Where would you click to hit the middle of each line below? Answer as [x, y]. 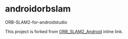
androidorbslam [38, 9]
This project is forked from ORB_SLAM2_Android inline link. [64, 31]
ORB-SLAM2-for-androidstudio [36, 22]
